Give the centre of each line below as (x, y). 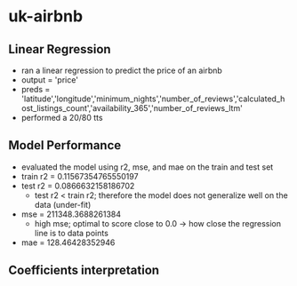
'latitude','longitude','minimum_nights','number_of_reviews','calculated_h (153, 99)
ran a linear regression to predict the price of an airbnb (122, 70)
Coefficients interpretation (84, 270)
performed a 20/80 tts (62, 118)
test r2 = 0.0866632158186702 (78, 186)
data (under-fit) (63, 204)
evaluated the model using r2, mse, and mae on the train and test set (147, 167)
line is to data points (71, 233)
